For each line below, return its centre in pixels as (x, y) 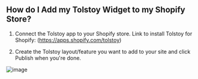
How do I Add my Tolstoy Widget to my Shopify (96, 10)
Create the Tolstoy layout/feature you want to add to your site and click (103, 51)
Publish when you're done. (48, 58)
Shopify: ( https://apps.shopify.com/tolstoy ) (68, 40)
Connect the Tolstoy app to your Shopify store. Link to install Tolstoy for (103, 34)
